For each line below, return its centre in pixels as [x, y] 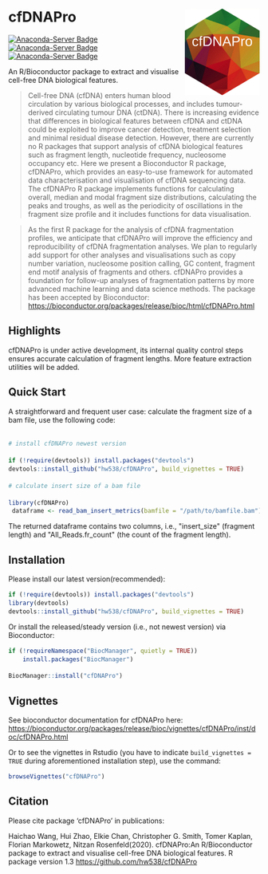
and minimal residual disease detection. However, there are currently [141, 138]
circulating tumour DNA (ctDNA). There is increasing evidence [157, 112]
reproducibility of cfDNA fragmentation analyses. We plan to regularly [142, 246]
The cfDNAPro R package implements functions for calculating [131, 188]
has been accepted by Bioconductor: [89, 297]
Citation [29, 801]
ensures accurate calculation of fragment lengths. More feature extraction [130, 358]
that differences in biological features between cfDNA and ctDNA [135, 120]
